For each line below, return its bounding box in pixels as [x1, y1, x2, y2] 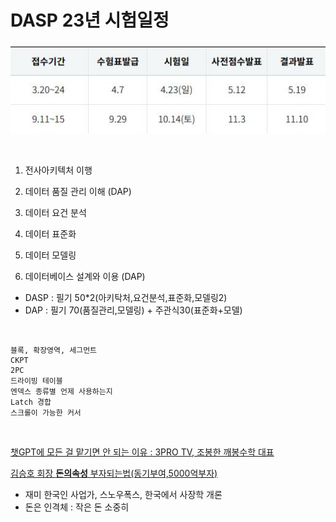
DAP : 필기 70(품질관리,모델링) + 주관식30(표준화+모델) [24, 304, 243, 316]
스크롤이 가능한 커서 [10, 407, 82, 418]
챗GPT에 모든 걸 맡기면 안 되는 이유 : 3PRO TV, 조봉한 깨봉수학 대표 [10, 446, 275, 458]
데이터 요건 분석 [24, 206, 87, 218]
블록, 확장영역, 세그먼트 [10, 345, 98, 355]
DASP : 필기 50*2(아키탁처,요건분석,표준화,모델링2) [24, 291, 228, 303]
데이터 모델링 [24, 249, 77, 261]
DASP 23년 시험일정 [10, 9, 170, 32]
